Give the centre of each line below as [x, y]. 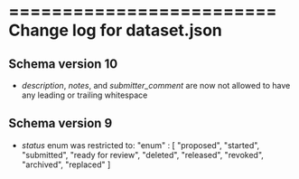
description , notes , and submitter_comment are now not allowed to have [156, 85]
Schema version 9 [61, 123]
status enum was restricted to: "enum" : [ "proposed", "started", [140, 145]
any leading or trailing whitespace [84, 95]
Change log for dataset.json [116, 30]
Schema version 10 [63, 64]
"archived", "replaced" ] [66, 165]
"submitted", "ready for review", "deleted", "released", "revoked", [142, 155]
